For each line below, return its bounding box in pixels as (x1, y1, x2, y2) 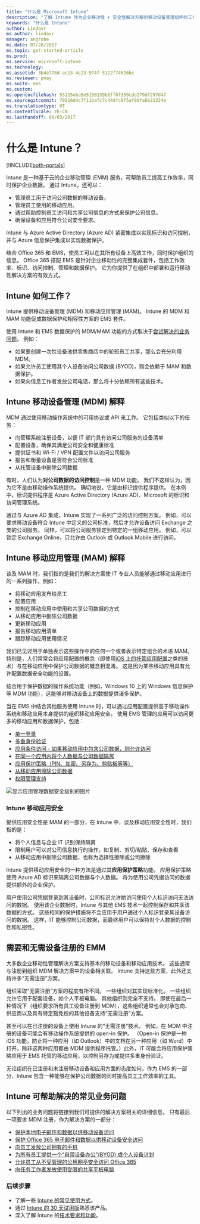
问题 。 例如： (6, 335, 39, 342)
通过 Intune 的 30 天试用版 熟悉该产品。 (14, 1204, 111, 1211)
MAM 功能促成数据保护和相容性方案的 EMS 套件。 (6, 315, 129, 322)
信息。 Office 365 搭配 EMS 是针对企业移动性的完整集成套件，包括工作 (6, 257, 180, 264)
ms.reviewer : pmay (6, 75, 52, 81)
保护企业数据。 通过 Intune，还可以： (11, 181, 103, 188)
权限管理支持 (14, 774, 46, 782)
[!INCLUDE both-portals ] (6, 162, 65, 169)
